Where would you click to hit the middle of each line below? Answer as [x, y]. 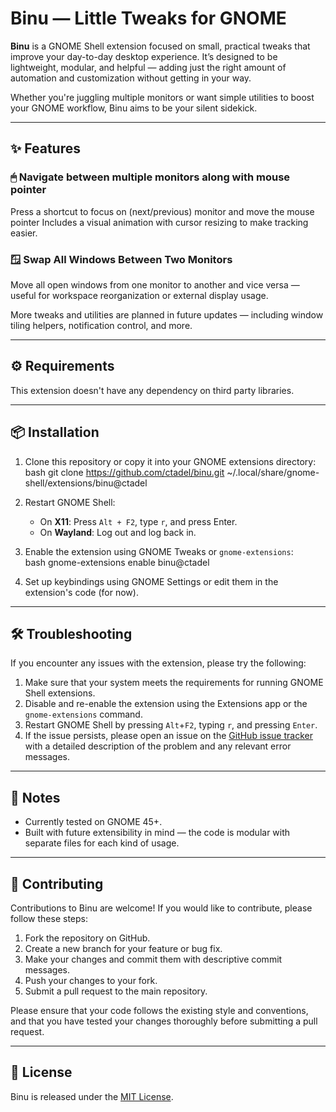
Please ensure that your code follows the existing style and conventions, [159, 1010]
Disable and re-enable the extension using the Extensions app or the [166, 704]
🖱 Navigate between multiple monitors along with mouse [150, 177]
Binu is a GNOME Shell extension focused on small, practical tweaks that [160, 46]
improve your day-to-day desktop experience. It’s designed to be [144, 56]
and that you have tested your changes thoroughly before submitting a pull [164, 1021]
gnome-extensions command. [83, 714]
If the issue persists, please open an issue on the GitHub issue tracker [168, 736]
